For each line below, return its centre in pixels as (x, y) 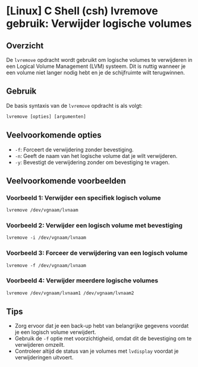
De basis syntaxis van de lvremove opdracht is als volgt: (74, 105)
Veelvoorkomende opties (54, 135)
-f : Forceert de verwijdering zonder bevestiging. (74, 150)
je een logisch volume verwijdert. (55, 332)
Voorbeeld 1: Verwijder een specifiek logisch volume (84, 198)
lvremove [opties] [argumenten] (46, 116)
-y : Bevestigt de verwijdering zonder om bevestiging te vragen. (92, 162)
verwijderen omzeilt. (40, 345)
